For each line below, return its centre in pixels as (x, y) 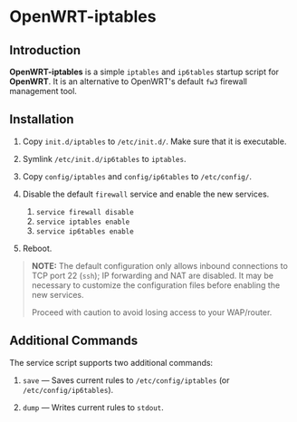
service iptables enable (83, 222)
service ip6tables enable (85, 231)
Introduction (45, 50)
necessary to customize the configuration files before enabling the (156, 285)
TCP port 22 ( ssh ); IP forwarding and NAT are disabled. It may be (153, 275)
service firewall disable (85, 212)
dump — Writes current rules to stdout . (93, 407)
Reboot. (37, 248)
